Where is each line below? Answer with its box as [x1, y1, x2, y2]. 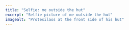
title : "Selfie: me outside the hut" [5, 7, 86, 13]
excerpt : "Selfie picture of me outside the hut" [5, 12, 113, 17]
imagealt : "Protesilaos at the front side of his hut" [5, 17, 124, 22]
